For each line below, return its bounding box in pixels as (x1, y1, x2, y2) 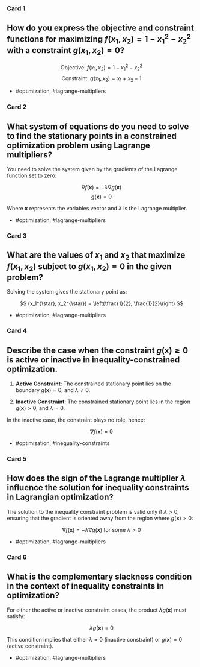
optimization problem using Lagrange (7, 140, 151, 150)
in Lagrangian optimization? (7, 492, 114, 502)
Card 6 (7, 553, 27, 561)
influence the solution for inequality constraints (7, 482, 189, 493)
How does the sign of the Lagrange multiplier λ (7, 473, 186, 484)
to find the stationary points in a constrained (7, 131, 177, 141)
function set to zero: (7, 172, 57, 179)
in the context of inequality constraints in (7, 581, 165, 591)
